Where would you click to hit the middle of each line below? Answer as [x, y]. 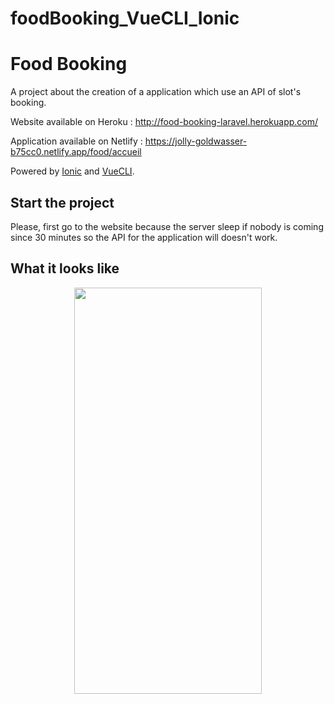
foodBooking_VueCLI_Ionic [125, 18]
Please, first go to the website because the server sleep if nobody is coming [167, 226]
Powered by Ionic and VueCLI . [72, 171]
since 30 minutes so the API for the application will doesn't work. [144, 237]
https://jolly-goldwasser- [196, 141]
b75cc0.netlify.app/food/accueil [76, 152]
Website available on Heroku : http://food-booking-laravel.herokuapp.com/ [164, 122]
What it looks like [65, 268]
